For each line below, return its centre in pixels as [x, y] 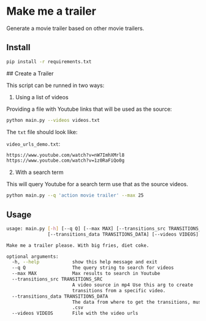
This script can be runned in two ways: [55, 85]
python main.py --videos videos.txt [53, 120]
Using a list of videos [42, 97]
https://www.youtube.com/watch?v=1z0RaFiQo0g [65, 160]
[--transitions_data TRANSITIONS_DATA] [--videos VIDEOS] [123, 234]
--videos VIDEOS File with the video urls [75, 314]
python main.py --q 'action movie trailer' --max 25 [75, 195]
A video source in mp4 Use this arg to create [132, 285]
